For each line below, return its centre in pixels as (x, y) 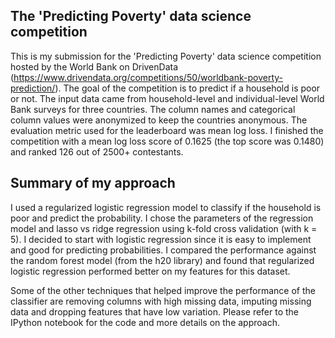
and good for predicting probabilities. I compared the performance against (163, 250)
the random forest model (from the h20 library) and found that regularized (162, 260)
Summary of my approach (93, 183)
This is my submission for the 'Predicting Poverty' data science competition (166, 56)
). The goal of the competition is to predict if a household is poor (187, 88)
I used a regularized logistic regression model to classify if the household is (166, 207)
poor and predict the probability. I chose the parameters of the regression (162, 218)
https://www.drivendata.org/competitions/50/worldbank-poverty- (148, 77)
